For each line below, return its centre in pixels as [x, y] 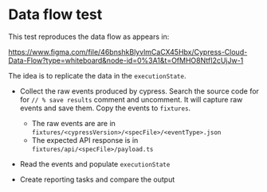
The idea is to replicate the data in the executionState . [97, 75]
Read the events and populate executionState [95, 163]
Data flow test [55, 15]
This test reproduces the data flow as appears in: [89, 36]
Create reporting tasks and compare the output [97, 179]
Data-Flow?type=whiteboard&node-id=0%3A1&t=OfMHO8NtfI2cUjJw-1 [126, 60]
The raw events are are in [73, 123]
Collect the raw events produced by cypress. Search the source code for [139, 91]
